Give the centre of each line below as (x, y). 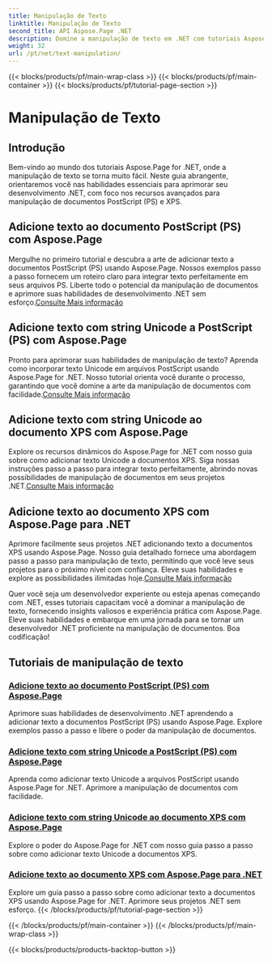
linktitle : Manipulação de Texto (65, 23)
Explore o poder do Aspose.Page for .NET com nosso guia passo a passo (131, 845)
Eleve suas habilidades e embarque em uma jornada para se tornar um (126, 619)
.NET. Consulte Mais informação (61, 486)
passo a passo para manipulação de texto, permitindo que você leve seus (131, 561)
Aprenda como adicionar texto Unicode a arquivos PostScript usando (124, 779)
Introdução (37, 148)
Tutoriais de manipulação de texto (96, 662)
